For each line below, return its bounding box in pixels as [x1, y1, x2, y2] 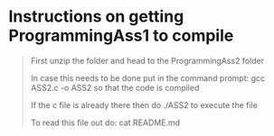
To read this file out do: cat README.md [30, 117, 181, 128]
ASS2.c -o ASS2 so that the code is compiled [30, 82, 200, 93]
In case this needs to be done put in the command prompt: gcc [30, 72, 266, 83]
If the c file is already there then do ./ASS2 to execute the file [30, 99, 259, 110]
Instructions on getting [8, 6, 184, 27]
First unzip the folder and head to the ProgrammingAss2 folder [30, 55, 264, 66]
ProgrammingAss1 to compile [8, 25, 234, 46]
